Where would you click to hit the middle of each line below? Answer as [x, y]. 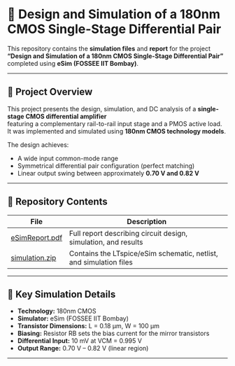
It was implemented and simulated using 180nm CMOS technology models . [116, 131]
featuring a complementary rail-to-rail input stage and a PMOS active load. [115, 124]
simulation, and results [106, 242]
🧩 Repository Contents [58, 202]
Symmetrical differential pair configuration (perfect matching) [106, 166]
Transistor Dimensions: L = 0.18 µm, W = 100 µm [88, 326]
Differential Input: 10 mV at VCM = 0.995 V [79, 341]
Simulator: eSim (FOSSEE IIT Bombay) [73, 318]
